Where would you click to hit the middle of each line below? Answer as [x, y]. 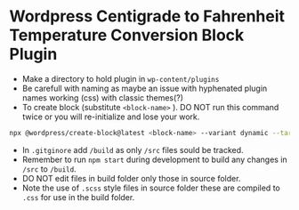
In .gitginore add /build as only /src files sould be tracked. [133, 149]
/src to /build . [49, 169]
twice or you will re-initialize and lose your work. [111, 117]
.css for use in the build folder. [78, 197]
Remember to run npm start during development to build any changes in [154, 159]
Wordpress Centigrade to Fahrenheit [147, 16]
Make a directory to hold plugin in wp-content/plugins [121, 78]
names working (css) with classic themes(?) [103, 97]
